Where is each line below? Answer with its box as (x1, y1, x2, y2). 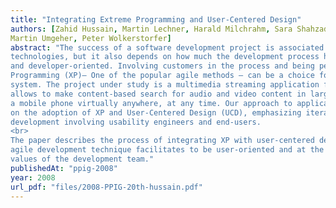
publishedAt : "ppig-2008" (10, 163, 118, 173)
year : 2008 (10, 172, 56, 183)
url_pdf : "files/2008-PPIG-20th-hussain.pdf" (10, 182, 203, 192)
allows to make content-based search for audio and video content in (10, 89, 307, 99)
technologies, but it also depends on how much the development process (10, 52, 320, 62)
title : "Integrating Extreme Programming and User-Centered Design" (10, 14, 302, 25)
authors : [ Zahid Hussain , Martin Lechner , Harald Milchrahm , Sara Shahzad (10, 24, 329, 34)
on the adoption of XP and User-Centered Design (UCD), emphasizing (10, 107, 302, 118)
